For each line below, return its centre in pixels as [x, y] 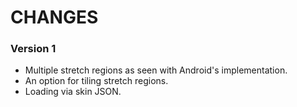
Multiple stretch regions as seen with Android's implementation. [156, 70]
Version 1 [33, 49]
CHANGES [54, 17]
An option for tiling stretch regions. [96, 81]
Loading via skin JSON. [73, 92]
